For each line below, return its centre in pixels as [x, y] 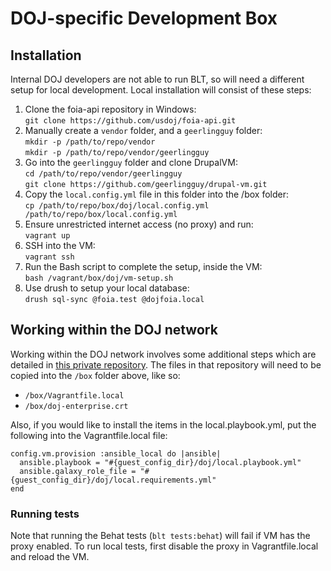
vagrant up [47, 236]
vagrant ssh [49, 257]
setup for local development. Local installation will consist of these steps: [161, 90]
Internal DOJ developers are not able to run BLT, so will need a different [157, 79]
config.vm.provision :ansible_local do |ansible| [116, 453]
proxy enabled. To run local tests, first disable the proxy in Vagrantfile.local [164, 546]
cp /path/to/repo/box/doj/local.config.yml [117, 206]
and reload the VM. [50, 557]
